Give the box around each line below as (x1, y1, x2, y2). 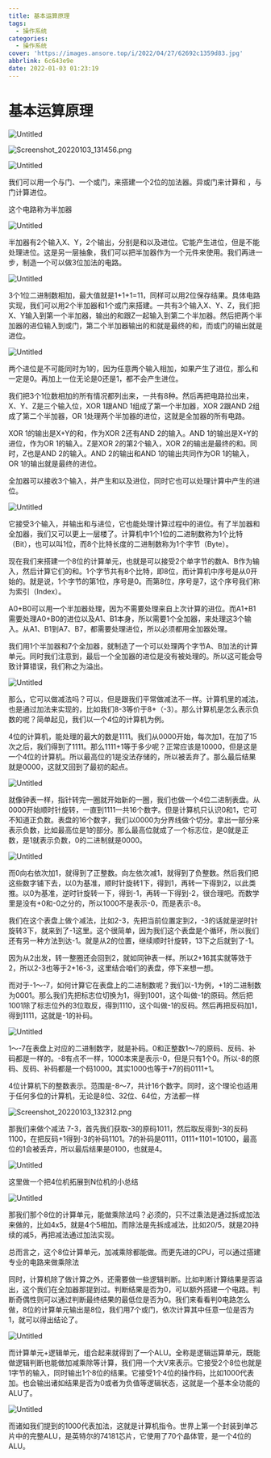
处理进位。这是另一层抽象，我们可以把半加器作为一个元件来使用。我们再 (8, 247, 248, 257)
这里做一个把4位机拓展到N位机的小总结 (8, 1177, 139, 1186)
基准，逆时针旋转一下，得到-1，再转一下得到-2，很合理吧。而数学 (40, 888, 260, 898)
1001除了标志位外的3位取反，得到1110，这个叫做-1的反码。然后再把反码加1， (8, 1000, 262, 1010)
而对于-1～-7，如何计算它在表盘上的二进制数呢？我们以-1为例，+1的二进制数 (8, 980, 262, 990)
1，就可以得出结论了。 (8, 1315, 82, 1325)
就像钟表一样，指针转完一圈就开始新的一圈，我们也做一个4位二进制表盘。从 (8, 794, 261, 805)
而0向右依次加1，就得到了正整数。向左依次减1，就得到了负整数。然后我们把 (8, 868, 260, 877)
